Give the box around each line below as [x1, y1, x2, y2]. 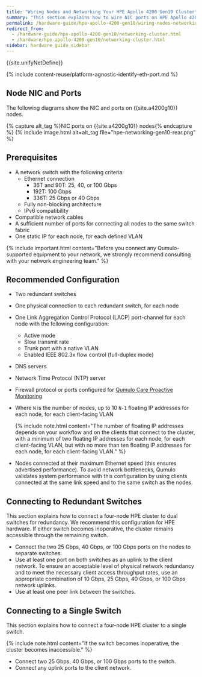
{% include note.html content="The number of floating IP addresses [14, 423, 184, 430]
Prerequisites [6, 153, 58, 163]
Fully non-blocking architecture [23, 200, 102, 208]
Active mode [23, 332, 56, 339]
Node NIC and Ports [6, 88, 82, 98]
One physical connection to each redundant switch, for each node [14, 302, 179, 309]
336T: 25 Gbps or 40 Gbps [32, 194, 100, 201]
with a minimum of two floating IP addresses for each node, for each [14, 435, 185, 442]
